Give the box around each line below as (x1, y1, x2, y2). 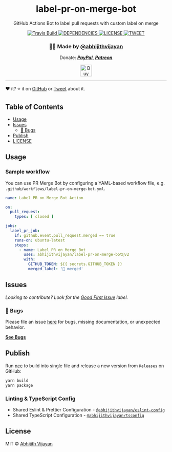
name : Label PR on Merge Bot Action (5, 195, 83, 200)
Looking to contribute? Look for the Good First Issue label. (5, 294, 128, 300)
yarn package (5, 383, 33, 388)
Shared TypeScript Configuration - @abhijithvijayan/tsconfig (12, 412, 144, 418)
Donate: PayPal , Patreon (59, 54, 113, 61)
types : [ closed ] (14, 214, 54, 219)
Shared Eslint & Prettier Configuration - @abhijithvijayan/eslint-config (12, 406, 165, 412)
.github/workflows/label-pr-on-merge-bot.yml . (5, 185, 105, 192)
